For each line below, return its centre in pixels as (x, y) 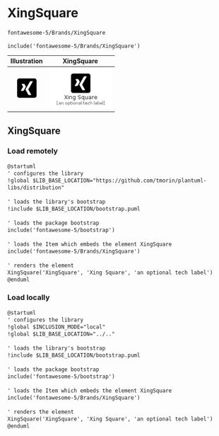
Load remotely (33, 151)
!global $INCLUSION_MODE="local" (57, 327)
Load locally (29, 297)
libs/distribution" (36, 188)
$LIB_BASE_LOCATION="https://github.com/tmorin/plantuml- (120, 180)
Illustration (27, 61)
